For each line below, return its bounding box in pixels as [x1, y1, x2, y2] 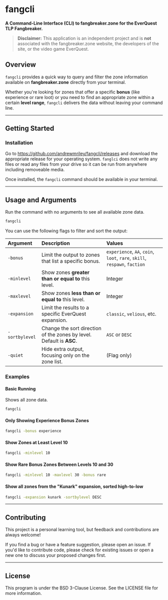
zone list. [41, 358, 63, 365]
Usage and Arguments [5, 195, 76, 204]
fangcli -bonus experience [5, 429, 61, 434]
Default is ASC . [41, 338, 77, 345]
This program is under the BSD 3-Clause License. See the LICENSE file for [5, 585, 158, 591]
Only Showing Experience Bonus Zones [5, 417, 89, 423]
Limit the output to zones [41, 251, 100, 258]
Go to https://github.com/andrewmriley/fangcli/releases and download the [5, 151, 158, 157]
